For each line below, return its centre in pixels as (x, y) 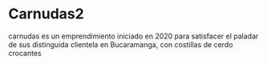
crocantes (25, 53)
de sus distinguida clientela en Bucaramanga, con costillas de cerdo (121, 44)
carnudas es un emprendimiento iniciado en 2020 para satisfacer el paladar (133, 36)
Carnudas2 (46, 14)
